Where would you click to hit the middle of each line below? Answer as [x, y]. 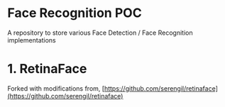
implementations [32, 40]
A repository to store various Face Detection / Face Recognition [100, 33]
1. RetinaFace [47, 69]
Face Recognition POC [75, 13]
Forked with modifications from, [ [56, 88]
